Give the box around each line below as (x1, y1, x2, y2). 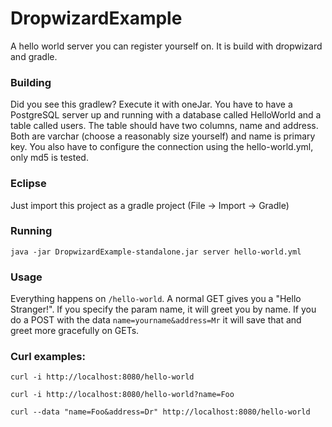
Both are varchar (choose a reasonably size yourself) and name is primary (10, 130, 316, 142)
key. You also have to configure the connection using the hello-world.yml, (10, 141, 314, 153)
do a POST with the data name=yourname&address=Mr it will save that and (10, 314, 302, 326)
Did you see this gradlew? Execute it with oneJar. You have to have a (10, 98, 293, 111)
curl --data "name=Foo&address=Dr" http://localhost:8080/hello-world (10, 407, 311, 417)
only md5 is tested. (10, 152, 89, 164)
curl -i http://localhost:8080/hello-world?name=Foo (10, 390, 235, 400)
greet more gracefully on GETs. (10, 325, 140, 337)
